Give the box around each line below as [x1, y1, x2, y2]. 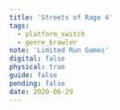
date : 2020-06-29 [9, 87, 74, 96]
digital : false [9, 54, 66, 63]
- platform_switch [17, 29, 86, 38]
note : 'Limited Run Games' [9, 46, 109, 55]
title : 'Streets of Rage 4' [9, 12, 114, 22]
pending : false [9, 79, 66, 88]
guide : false [9, 71, 58, 80]
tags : [9, 21, 29, 30]
